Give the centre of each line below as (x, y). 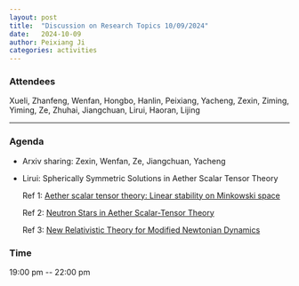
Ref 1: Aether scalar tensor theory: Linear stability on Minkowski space (151, 195)
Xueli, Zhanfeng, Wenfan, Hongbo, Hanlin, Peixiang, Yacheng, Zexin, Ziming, (149, 101)
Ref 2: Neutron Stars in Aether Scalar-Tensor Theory (118, 212)
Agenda (27, 141)
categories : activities (53, 51)
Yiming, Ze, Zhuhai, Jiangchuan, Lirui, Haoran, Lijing (105, 110)
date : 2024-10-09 (45, 34)
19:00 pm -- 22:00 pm (50, 273)
